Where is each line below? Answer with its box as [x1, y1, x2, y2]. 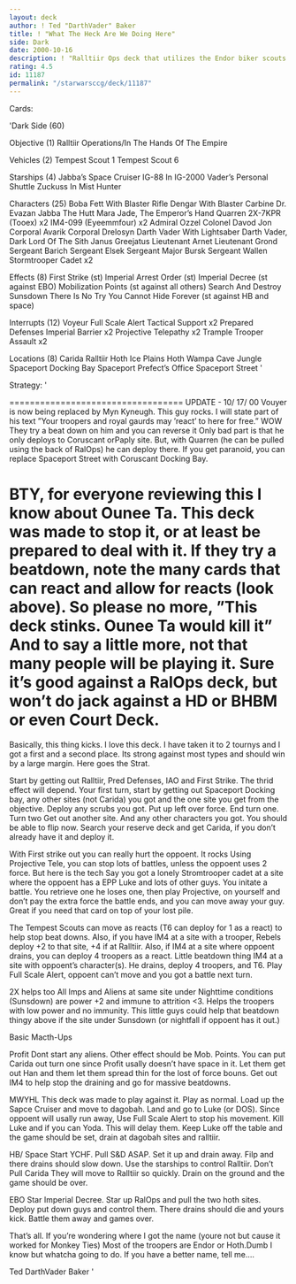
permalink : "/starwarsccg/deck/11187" [9, 79, 152, 88]
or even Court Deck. [9, 710, 160, 730]
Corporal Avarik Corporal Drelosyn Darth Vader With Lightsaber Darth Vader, [9, 227, 288, 237]
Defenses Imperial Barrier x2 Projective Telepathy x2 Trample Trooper [9, 327, 264, 337]
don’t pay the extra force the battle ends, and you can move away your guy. [9, 896, 285, 906]
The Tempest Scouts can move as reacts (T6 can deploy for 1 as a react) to [9, 922, 283, 933]
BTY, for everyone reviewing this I [9, 484, 262, 504]
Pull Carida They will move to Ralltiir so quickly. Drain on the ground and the [9, 1167, 285, 1178]
